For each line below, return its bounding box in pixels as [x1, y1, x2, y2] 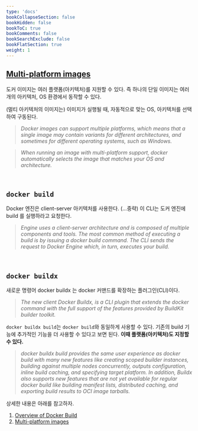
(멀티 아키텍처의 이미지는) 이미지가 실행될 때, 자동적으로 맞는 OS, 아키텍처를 [6, 105, 181, 112]
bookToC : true [6, 25, 41, 31]
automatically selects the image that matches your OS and [20, 155, 164, 162]
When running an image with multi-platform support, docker [20, 149, 168, 156]
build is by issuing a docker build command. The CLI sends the [20, 237, 174, 244]
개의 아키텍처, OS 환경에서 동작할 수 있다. [6, 93, 102, 100]
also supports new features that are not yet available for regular [20, 375, 177, 382]
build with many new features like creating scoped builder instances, [20, 356, 189, 364]
